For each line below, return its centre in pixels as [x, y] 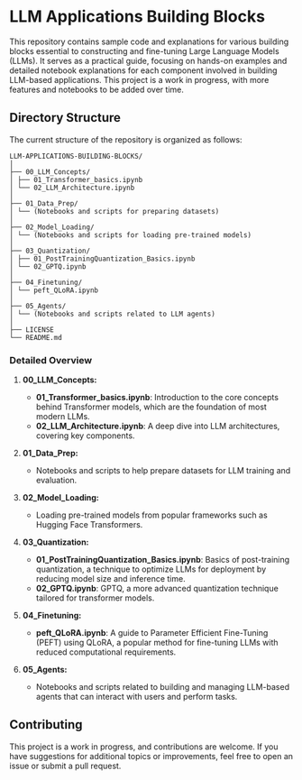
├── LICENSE [32, 330]
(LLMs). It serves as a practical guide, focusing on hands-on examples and [148, 60]
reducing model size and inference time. [111, 579]
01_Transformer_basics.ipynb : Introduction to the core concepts [157, 398]
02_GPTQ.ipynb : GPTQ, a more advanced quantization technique [157, 589]
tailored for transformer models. [95, 598]
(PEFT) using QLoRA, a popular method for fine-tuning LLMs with [157, 643]
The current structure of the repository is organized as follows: [126, 139]
